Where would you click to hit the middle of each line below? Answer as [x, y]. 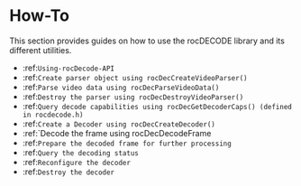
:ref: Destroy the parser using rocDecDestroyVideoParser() [133, 97]
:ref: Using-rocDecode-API [68, 68]
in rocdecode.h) [53, 115]
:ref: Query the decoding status [81, 152]
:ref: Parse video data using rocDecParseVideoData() [121, 87]
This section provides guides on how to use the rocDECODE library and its [147, 41]
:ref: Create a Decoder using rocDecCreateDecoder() [119, 124]
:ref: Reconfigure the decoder [76, 162]
